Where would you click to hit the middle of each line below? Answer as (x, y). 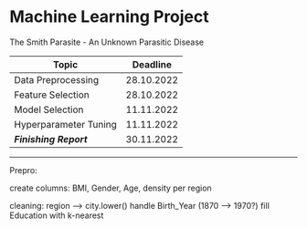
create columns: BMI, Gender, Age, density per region (111, 188)
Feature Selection (52, 95)
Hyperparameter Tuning (65, 124)
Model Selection (49, 109)
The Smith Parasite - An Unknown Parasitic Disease (107, 42)
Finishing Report (51, 139)
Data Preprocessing (57, 79)
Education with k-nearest (57, 215)
